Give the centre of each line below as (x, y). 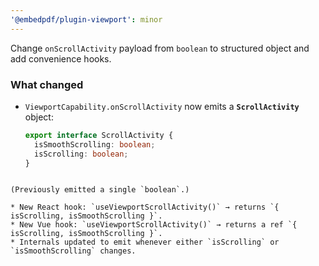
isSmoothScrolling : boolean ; (95, 144)
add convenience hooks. (61, 58)
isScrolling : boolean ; (81, 154)
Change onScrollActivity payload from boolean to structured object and (160, 48)
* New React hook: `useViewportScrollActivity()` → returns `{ (145, 207)
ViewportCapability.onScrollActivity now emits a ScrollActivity (162, 106)
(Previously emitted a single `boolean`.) (100, 190)
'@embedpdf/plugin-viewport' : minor (86, 19)
